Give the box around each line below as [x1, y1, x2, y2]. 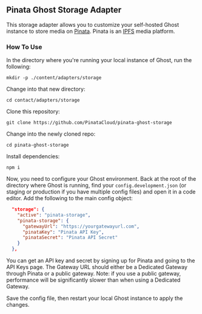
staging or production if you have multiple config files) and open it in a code [6, 188, 196, 195]
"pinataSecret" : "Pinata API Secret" [22, 234, 118, 241]
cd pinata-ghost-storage [6, 142, 69, 148]
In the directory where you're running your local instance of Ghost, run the [6, 57, 192, 64]
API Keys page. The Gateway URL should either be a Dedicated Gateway [6, 263, 188, 271]
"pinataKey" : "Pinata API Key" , [22, 229, 104, 235]
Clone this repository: [6, 108, 61, 115]
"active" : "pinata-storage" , [17, 212, 91, 218]
